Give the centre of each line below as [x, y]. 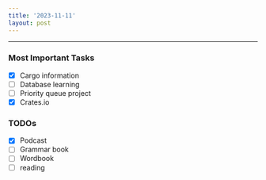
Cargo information [49, 75]
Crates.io [34, 102]
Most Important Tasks [51, 58]
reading [32, 167]
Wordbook [36, 159]
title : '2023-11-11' [42, 15]
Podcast [33, 140]
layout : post [30, 23]
